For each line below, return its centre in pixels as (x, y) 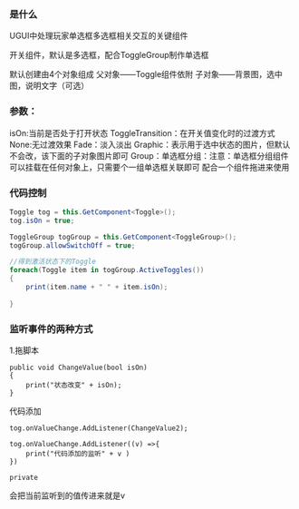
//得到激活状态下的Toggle (53, 262)
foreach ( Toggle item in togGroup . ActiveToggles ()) (107, 270)
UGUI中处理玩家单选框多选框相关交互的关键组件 (99, 36)
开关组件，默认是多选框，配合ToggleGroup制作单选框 (109, 55)
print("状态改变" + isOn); (74, 385)
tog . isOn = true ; (42, 220)
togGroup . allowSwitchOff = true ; (72, 245)
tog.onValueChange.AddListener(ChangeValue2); (99, 428)
